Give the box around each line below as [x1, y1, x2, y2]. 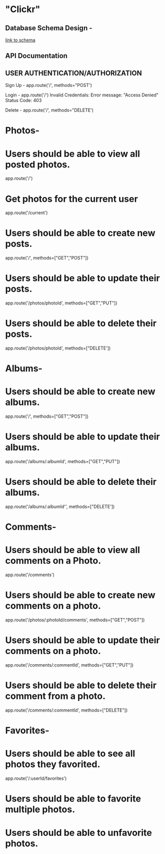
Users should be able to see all [5, 748, 135, 760]
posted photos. [5, 159, 70, 170]
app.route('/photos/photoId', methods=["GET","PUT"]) [5, 300, 117, 306]
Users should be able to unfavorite [5, 827, 152, 838]
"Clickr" [5, 4, 40, 15]
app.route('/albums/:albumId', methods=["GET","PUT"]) [5, 459, 120, 465]
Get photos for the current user [5, 193, 138, 205]
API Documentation [5, 52, 68, 60]
